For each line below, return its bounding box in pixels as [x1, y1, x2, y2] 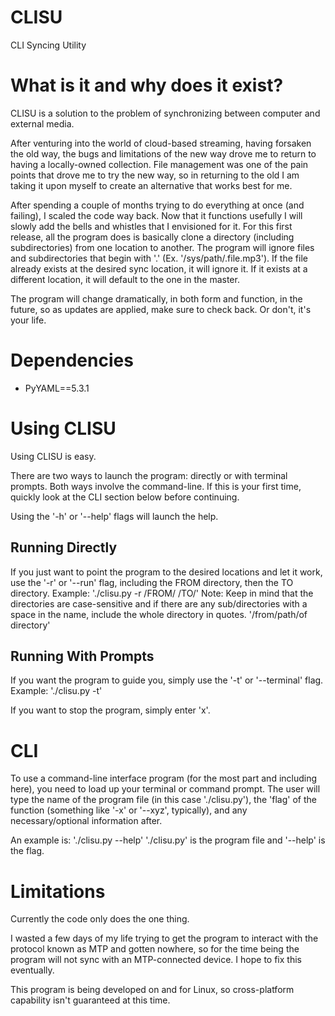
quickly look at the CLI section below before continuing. [10, 491, 240, 503]
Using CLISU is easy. [10, 450, 97, 462]
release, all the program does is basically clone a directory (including [10, 231, 295, 243]
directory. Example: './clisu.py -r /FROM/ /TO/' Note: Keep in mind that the [10, 587, 314, 599]
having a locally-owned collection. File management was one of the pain [10, 158, 309, 170]
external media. [10, 117, 75, 130]
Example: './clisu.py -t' [10, 685, 103, 697]
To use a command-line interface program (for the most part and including [10, 772, 318, 785]
